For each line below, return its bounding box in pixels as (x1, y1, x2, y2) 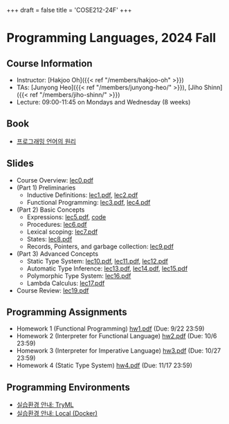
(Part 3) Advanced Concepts (16, 249, 98, 258)
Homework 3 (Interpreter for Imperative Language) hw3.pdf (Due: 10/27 (16, 347, 221, 355)
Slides (6, 158, 34, 169)
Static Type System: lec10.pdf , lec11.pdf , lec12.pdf (26, 257, 169, 265)
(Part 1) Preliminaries (16, 183, 76, 192)
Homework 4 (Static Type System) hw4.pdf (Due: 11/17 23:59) (16, 361, 193, 369)
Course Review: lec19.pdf (16, 286, 89, 295)
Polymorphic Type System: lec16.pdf (26, 271, 131, 279)
